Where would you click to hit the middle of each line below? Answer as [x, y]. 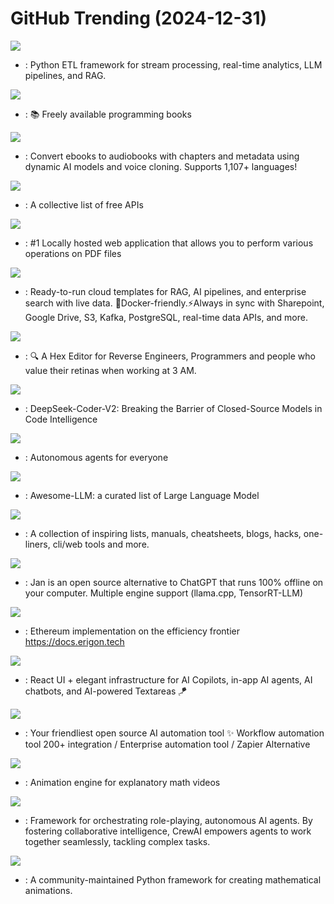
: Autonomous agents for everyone [96, 457]
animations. [48, 890]
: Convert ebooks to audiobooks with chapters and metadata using [162, 156]
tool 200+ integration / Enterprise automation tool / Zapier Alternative [167, 744]
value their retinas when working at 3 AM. [110, 370]
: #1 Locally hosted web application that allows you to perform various [169, 243]
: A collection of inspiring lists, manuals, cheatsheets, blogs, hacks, [163, 533]
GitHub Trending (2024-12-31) [139, 18]
